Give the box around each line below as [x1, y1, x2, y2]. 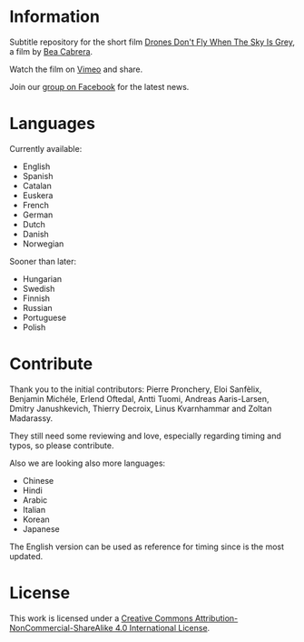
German [22, 209, 54, 220]
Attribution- [194, 612, 239, 624]
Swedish [22, 283, 55, 294]
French [22, 199, 50, 210]
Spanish [22, 170, 54, 181]
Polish [22, 321, 46, 333]
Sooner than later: [9, 256, 77, 266]
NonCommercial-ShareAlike [9, 622, 113, 633]
